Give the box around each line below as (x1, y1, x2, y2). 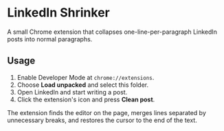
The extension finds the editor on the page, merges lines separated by (7, 108, 206, 117)
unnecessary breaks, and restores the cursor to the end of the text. (7, 116, 197, 124)
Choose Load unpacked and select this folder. (16, 81, 149, 89)
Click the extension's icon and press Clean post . (16, 95, 155, 103)
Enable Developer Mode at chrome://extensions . (16, 73, 155, 81)
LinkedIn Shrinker (7, 5, 110, 21)
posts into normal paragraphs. (7, 34, 93, 43)
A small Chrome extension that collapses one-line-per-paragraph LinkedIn (7, 28, 218, 36)
